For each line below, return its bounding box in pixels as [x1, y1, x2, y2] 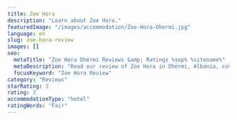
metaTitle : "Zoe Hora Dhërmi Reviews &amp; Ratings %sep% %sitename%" [13, 56, 226, 64]
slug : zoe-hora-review [7, 37, 74, 44]
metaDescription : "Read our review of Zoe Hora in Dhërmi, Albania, [13, 63, 219, 70]
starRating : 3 [7, 83, 49, 90]
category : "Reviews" [7, 76, 68, 83]
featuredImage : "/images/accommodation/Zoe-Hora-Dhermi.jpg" [7, 23, 191, 30]
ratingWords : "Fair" [7, 102, 68, 109]
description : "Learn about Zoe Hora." [7, 17, 121, 24]
